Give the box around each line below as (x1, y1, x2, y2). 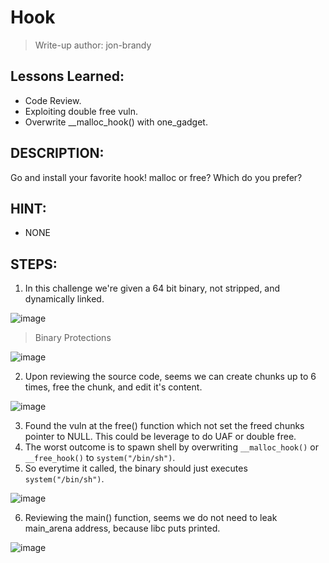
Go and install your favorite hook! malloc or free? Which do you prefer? (10, 171, 303, 183)
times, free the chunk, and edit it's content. (24, 381, 203, 393)
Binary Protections (34, 332, 112, 344)
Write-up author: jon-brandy (34, 39, 152, 51)
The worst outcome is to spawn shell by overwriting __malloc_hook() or (24, 441, 319, 453)
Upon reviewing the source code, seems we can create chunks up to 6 (24, 371, 317, 383)
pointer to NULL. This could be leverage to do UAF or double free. (24, 431, 297, 443)
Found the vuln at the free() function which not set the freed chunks (24, 420, 305, 432)
